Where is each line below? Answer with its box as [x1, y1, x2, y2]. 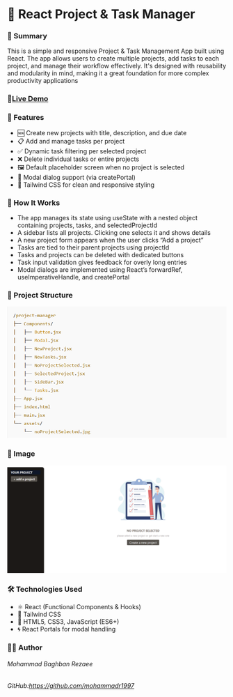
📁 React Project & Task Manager [7, 6, 195, 22]
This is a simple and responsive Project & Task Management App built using [7, 47, 225, 55]
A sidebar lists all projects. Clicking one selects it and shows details [17, 229, 211, 236]
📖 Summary [7, 31, 47, 41]
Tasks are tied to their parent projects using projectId [17, 243, 170, 252]
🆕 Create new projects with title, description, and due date [17, 128, 187, 137]
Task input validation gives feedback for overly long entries [17, 258, 188, 266]
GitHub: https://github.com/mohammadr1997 [7, 682, 134, 690]
